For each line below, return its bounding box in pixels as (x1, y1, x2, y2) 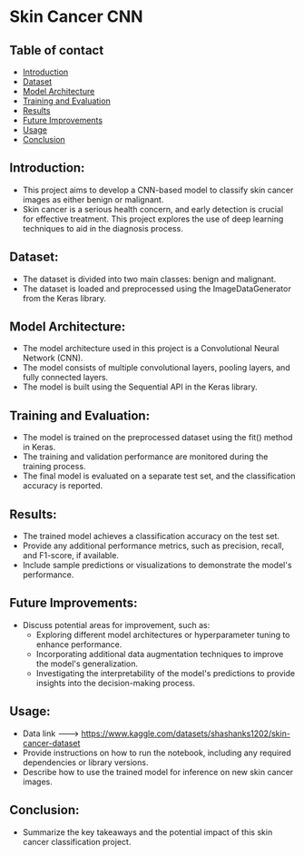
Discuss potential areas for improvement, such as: (22, 619, 211, 630)
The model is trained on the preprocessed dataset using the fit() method (22, 432, 293, 443)
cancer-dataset (22, 737, 81, 748)
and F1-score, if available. (22, 550, 120, 561)
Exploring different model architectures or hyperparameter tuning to (35, 629, 290, 640)
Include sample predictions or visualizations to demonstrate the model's (22, 560, 292, 571)
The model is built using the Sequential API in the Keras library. (22, 381, 258, 392)
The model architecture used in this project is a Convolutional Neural (22, 343, 279, 354)
